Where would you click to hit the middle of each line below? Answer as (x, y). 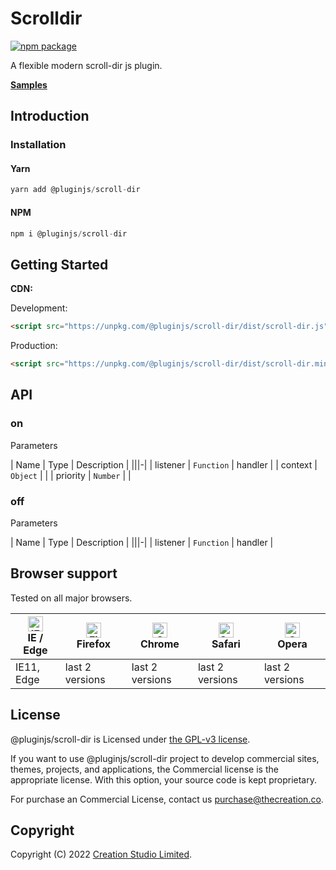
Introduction (50, 116)
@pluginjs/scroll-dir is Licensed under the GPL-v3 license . (130, 739)
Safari (226, 644)
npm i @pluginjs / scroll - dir (69, 233)
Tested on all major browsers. (71, 598)
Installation (38, 145)
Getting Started (59, 264)
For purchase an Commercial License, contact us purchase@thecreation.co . (167, 799)
